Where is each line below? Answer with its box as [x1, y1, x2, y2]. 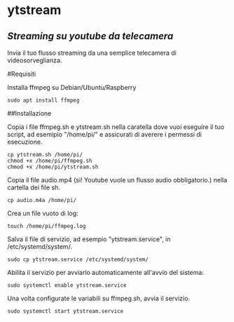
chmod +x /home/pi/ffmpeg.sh [7, 157, 92, 164]
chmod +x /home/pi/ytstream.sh [7, 163, 99, 170]
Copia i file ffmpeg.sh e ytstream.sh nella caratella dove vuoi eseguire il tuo [7, 123, 225, 131]
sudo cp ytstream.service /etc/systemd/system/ [7, 256, 149, 263]
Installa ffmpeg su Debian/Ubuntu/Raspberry [7, 83, 137, 91]
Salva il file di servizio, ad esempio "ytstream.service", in [7, 235, 171, 243]
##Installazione [7, 109, 52, 117]
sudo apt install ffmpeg [7, 97, 80, 104]
